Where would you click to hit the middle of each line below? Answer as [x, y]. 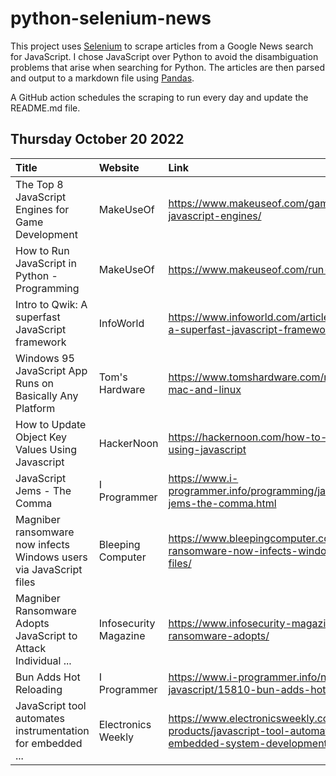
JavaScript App [51, 370]
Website [119, 167]
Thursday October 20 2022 [97, 139]
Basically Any [47, 395]
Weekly [116, 737]
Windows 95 [45, 358]
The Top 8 [39, 184]
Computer [122, 557]
